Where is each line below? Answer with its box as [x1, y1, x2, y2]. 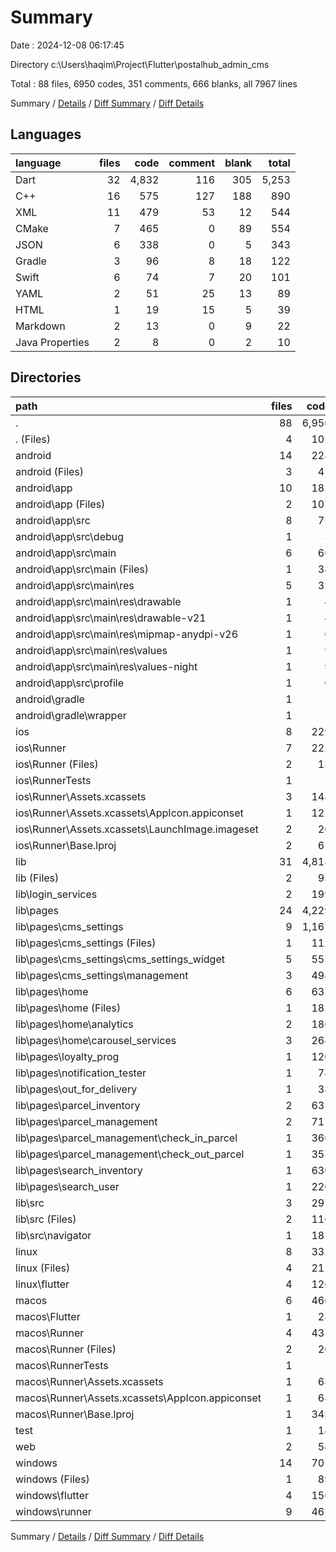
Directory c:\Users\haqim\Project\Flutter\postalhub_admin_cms [10, 58, 270, 70]
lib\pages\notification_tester [15, 1066, 147, 1080]
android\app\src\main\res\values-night [15, 659, 198, 673]
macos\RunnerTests [15, 1358, 109, 1372]
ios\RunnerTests [15, 773, 92, 787]
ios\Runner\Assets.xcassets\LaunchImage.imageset [15, 822, 259, 836]
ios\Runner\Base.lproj [15, 838, 117, 852]
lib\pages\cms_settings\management [15, 968, 189, 982]
